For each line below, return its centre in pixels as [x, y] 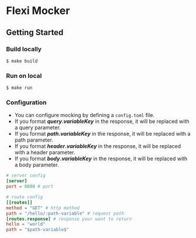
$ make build [22, 61]
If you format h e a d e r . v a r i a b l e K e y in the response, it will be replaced [98, 146]
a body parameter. [37, 165]
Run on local [24, 75]
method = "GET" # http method [43, 208]
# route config [25, 197]
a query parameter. [38, 127]
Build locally [24, 49]
